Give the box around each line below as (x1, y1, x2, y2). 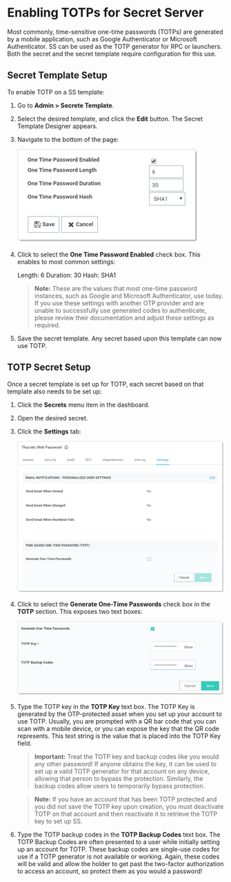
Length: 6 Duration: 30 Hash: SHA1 (17, 271, 116, 279)
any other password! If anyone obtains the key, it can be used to (34, 760, 217, 768)
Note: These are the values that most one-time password (34, 284, 198, 292)
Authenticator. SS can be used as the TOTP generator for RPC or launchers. (7, 42, 222, 50)
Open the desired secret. (17, 413, 88, 422)
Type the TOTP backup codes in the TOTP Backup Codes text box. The (17, 830, 221, 839)
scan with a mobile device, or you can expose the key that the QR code (17, 725, 219, 733)
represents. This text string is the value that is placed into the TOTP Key (17, 732, 221, 740)
